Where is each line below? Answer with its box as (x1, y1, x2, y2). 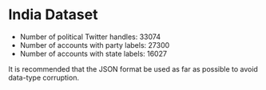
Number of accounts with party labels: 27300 (19, 40, 170, 49)
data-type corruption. (8, 72, 80, 82)
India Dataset (8, 6, 98, 24)
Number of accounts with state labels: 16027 (19, 49, 168, 58)
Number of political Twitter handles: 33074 (19, 32, 161, 41)
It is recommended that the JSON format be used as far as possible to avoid (8, 64, 258, 73)
